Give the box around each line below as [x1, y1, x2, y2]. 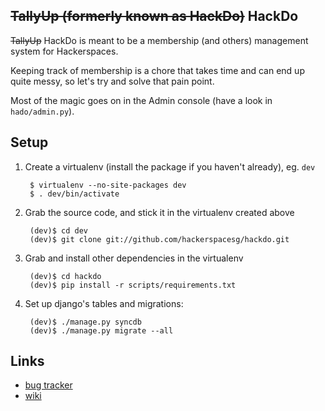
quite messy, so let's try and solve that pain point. [10, 75, 215, 87]
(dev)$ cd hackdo [29, 271, 102, 281]
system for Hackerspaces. [10, 45, 119, 57]
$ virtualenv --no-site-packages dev [29, 180, 187, 190]
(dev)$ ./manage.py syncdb [29, 317, 142, 327]
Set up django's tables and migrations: [24, 297, 184, 309]
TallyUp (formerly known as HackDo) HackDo [10, 8, 299, 25]
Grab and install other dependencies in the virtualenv [24, 252, 244, 264]
